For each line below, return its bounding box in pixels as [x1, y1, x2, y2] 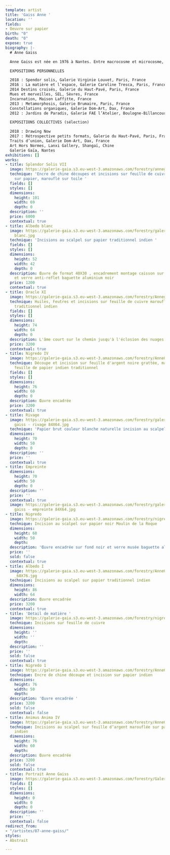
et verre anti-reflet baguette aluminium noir [14, 276, 114, 281]
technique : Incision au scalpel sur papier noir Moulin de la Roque [10, 521, 157, 526]
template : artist [5, 7, 42, 13]
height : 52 [14, 256, 37, 262]
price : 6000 [10, 214, 35, 219]
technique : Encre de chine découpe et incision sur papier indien [10, 672, 153, 678]
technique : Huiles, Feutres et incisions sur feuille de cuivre [10, 299, 148, 304]
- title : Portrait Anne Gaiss [5, 772, 69, 777]
